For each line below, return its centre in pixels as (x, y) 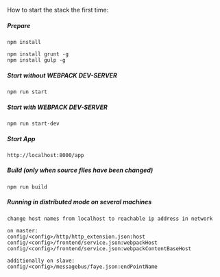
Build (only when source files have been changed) (80, 170)
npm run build (27, 187)
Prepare (19, 25)
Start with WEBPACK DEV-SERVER (58, 107)
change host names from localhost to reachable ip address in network (110, 219)
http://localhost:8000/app (46, 155)
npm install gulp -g (37, 60)
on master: (23, 230)
